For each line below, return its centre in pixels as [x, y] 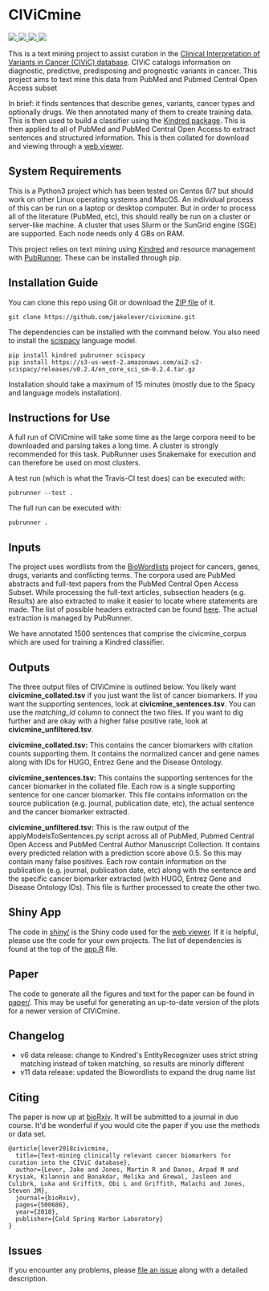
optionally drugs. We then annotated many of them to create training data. [130, 112]
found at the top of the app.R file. [63, 949]
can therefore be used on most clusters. [75, 463]
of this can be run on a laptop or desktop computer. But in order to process [132, 207]
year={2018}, [37, 1212]
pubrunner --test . [41, 493]
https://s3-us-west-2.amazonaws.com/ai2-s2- [127, 362]
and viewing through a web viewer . [66, 145]
